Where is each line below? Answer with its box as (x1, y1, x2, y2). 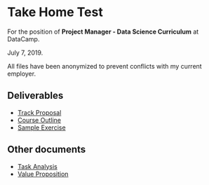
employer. (7, 69, 36, 78)
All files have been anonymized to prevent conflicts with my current (7, 62, 202, 70)
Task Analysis (17, 162, 58, 170)
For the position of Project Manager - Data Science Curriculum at (7, 27, 199, 36)
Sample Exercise (17, 123, 66, 132)
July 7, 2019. (7, 48, 43, 57)
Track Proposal (17, 108, 62, 116)
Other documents (7, 144, 86, 156)
